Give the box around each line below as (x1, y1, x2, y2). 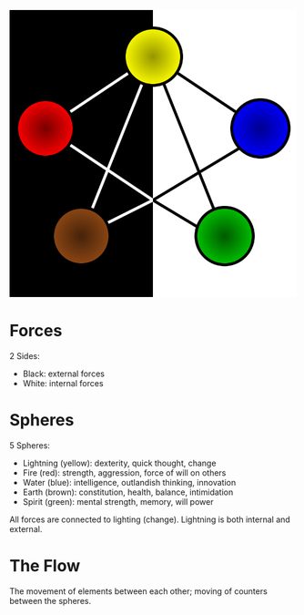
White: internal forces (22, 377, 104, 388)
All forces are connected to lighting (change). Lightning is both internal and (9, 514, 291, 525)
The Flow (9, 556, 81, 577)
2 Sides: (9, 350, 41, 361)
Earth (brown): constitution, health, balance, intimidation (22, 487, 234, 497)
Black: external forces (22, 368, 105, 379)
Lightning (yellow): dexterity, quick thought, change (22, 457, 217, 468)
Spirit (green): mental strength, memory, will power (22, 496, 214, 507)
